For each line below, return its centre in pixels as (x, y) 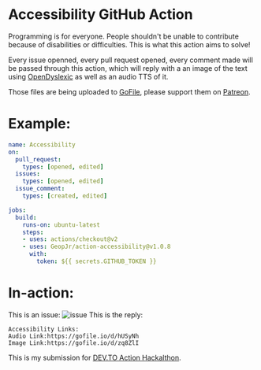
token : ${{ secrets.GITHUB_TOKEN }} (97, 261)
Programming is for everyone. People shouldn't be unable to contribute (123, 36)
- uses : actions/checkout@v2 (70, 239)
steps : (33, 232)
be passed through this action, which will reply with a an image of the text (128, 68)
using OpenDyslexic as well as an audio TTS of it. (88, 76)
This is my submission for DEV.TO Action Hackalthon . (95, 357)
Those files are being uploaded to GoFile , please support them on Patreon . (129, 91)
